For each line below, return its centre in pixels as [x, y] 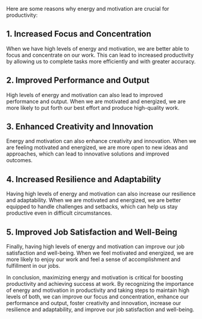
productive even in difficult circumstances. [59, 213]
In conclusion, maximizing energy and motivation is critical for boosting [95, 277]
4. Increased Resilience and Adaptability [84, 179]
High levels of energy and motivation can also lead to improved [85, 95]
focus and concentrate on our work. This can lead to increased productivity [100, 55]
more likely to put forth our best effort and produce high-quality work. [93, 107]
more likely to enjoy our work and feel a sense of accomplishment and [93, 259]
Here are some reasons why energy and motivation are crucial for [88, 9]
